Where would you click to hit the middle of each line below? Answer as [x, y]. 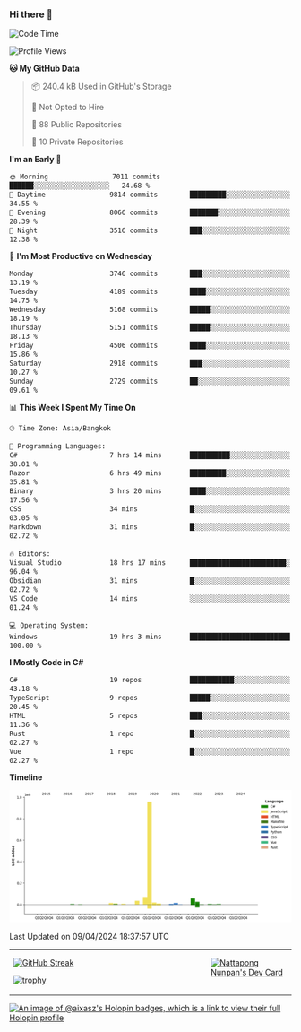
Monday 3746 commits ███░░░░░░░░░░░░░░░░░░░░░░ [150, 274]
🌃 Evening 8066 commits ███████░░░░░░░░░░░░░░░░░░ [150, 213]
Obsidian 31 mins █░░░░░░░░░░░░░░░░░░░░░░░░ [150, 581]
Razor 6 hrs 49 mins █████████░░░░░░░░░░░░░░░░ [150, 473]
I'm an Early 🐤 [35, 160]
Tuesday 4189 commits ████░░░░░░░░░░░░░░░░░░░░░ [150, 292]
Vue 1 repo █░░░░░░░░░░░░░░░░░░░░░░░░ [150, 752]
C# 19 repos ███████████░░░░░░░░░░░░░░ [150, 681]
